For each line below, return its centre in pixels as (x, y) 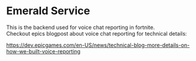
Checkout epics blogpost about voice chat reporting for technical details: (97, 33)
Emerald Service (48, 11)
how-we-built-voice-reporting (44, 51)
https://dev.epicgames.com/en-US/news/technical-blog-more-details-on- (98, 45)
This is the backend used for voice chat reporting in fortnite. (81, 27)
